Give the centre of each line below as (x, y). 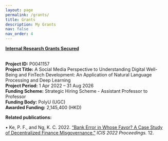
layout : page (19, 10)
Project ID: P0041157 (27, 64)
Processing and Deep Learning (38, 80)
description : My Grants (31, 24)
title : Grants (21, 19)
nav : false (17, 29)
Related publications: (29, 117)
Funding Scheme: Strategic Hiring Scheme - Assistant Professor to (77, 91)
